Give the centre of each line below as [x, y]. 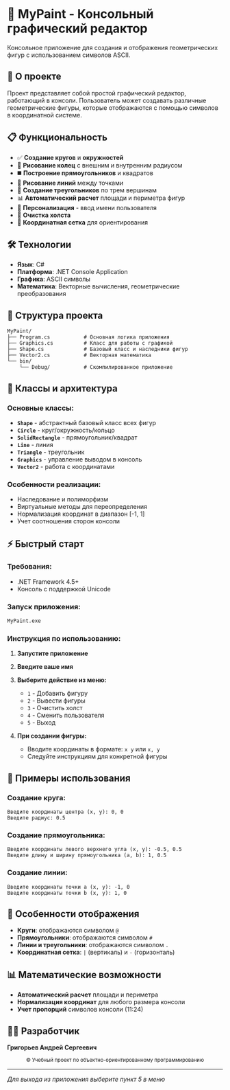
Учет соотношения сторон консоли [68, 521]
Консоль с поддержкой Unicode [64, 589]
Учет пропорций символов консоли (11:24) [80, 1010]
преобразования [41, 294]
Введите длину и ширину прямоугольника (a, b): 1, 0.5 [87, 855]
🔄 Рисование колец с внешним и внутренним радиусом [100, 165]
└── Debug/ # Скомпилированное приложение [96, 367]
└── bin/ [20, 361]
